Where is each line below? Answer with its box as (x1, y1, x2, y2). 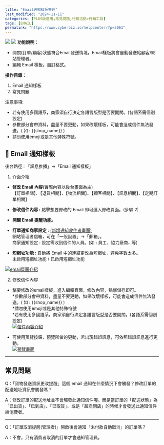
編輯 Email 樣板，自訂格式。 (12, 62, 68, 68)
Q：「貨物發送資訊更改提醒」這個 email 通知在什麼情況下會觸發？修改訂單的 (5, 380, 156, 386)
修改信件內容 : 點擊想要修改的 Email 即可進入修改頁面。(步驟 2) (12, 206, 139, 212)
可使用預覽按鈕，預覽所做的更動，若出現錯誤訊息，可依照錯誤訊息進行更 (12, 334, 158, 340)
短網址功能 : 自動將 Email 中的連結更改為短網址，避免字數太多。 (12, 250, 141, 256)
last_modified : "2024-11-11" (5, 12, 64, 17)
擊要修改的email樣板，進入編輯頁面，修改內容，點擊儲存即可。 (12, 287, 139, 293)
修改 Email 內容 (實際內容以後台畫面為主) (12, 184, 93, 190)
